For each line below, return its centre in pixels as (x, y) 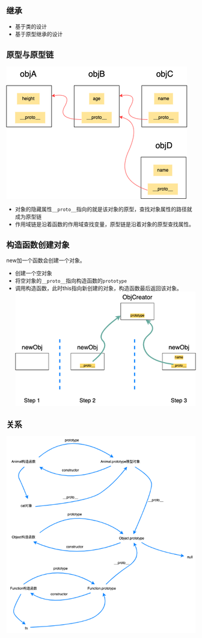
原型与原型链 (30, 55)
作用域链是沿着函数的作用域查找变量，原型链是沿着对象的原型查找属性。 (104, 224)
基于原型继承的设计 (39, 34)
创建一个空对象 (33, 274)
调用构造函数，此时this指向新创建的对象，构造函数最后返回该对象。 (98, 289)
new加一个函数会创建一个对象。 (46, 260)
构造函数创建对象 (38, 245)
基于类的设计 (31, 27)
